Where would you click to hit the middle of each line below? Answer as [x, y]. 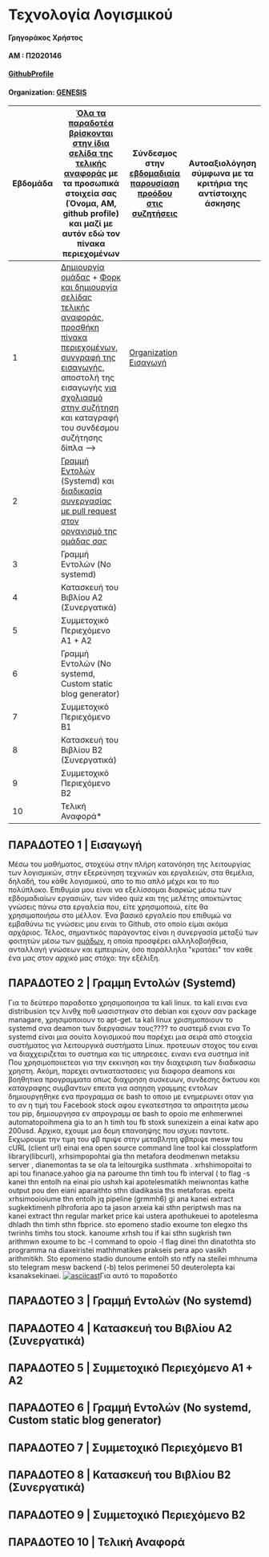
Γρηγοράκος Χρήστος [46, 37]
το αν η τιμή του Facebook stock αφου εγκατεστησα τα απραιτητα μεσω [128, 1105]
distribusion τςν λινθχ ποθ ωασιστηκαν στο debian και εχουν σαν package [132, 1011]
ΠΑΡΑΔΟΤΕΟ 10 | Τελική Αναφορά [97, 1542]
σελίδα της [91, 153]
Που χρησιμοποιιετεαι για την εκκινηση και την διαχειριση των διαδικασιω [132, 1062]
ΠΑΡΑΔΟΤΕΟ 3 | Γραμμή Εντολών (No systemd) [130, 1301]
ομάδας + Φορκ [91, 277]
